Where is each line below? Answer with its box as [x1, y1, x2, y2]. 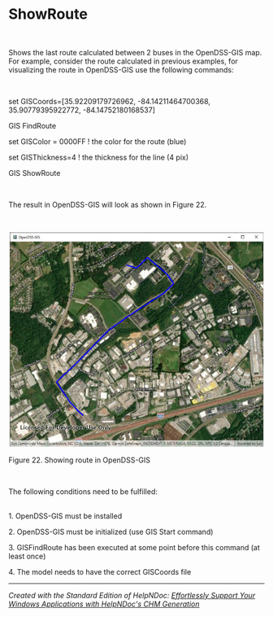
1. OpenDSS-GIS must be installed [8, 510, 123, 521]
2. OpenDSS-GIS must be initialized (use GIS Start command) [8, 527, 214, 536]
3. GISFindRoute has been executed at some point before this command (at [8, 542, 260, 552]
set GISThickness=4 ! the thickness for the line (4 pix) [8, 152, 189, 162]
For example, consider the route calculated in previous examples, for [8, 56, 238, 66]
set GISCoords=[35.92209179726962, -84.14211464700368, [8, 96, 211, 106]
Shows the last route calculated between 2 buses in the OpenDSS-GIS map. [8, 47, 262, 57]
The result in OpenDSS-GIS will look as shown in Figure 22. [8, 199, 207, 209]
